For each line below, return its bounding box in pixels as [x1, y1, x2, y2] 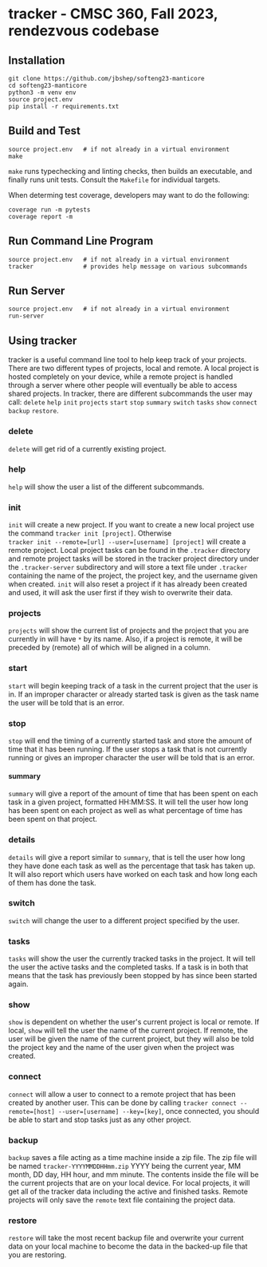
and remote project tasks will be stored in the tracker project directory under [8, 554, 260, 563]
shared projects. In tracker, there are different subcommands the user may [8, 389, 253, 399]
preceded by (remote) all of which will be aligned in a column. [8, 643, 211, 653]
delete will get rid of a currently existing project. [8, 444, 167, 453]
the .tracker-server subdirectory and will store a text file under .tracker [8, 562, 248, 572]
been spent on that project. [8, 815, 98, 824]
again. [8, 979, 29, 989]
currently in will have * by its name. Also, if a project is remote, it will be [8, 634, 243, 644]
